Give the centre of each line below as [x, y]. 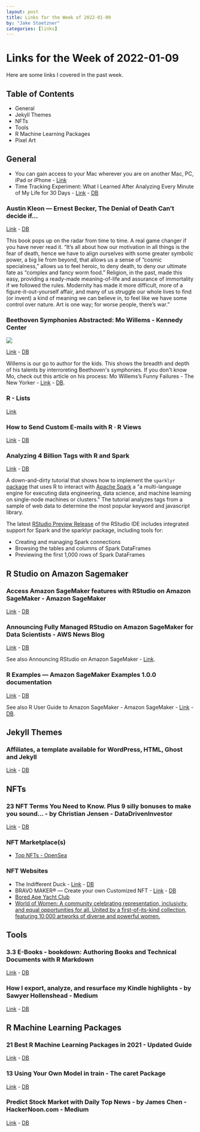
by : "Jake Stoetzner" [33, 23]
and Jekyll [22, 757]
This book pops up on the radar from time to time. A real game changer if [96, 240]
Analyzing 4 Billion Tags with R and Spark [68, 456]
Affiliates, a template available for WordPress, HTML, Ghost [94, 749]
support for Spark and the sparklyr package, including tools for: [85, 530]
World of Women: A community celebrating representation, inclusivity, [101, 903]
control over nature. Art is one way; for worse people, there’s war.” [88, 305]
